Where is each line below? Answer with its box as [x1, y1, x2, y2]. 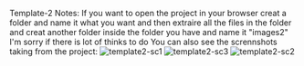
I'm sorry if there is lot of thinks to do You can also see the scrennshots [9, 36, 278, 47]
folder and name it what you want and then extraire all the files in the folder [9, 17, 292, 28]
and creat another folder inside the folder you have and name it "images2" [9, 27, 289, 37]
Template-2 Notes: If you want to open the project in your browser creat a [9, 8, 288, 18]
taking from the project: [9, 46, 99, 57]
